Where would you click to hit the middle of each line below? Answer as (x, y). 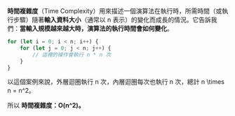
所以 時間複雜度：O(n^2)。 (46, 106)
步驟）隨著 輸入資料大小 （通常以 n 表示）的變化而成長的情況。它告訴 (112, 20)
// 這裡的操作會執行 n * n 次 (72, 55)
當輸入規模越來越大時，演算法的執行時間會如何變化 (93, 28)
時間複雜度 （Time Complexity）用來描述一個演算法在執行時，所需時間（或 (115, 11)
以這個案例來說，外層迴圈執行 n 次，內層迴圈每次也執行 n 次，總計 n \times (116, 82)
